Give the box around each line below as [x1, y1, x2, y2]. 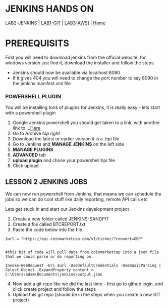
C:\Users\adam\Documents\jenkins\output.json [5, 272, 102, 277]
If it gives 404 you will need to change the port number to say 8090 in [12, 74, 158, 81]
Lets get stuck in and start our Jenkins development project [5, 206, 130, 212]
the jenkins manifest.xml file [12, 80, 71, 86]
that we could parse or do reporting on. [5, 254, 94, 259]
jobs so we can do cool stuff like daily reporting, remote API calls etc [5, 196, 148, 202]
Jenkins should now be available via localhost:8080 [12, 69, 120, 75]
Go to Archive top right [12, 130, 61, 137]
